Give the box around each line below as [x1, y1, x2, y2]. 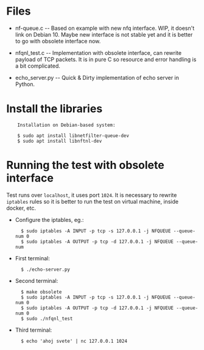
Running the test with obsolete [6, 159, 164, 172]
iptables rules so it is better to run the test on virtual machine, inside [6, 198, 178, 205]
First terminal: [15, 254, 50, 262]
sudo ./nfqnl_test [26, 315, 73, 321]
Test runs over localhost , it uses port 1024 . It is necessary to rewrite [6, 191, 177, 199]
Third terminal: [15, 326, 52, 334]
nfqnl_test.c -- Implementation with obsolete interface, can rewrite [15, 49, 181, 56]
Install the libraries [6, 102, 103, 116]
